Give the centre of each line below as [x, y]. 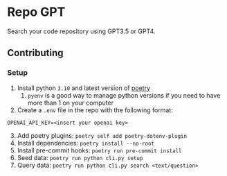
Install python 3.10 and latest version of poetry [84, 88]
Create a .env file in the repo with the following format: [95, 110]
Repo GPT [36, 12]
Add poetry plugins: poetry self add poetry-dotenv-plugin [102, 135]
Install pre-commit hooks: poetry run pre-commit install [99, 150]
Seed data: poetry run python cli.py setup [80, 157]
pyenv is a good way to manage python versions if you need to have [124, 95]
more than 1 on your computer [71, 103]
